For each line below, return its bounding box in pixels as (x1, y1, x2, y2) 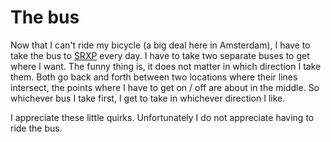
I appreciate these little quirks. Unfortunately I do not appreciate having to (10, 111, 315, 123)
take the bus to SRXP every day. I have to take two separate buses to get (10, 49, 310, 61)
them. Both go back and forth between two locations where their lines (10, 71, 298, 83)
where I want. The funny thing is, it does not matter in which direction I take (10, 60, 322, 72)
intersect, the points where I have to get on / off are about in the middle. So (10, 81, 320, 93)
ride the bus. (10, 122, 63, 134)
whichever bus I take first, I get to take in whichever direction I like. (10, 92, 286, 104)
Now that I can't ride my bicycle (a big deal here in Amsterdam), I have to (10, 39, 311, 51)
